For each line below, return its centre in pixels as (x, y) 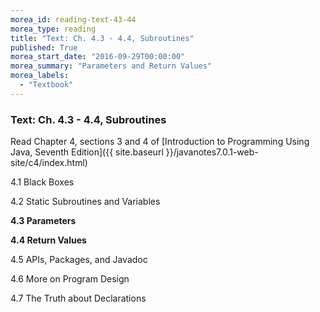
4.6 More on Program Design (70, 279)
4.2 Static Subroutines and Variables (85, 202)
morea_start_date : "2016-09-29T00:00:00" (98, 57)
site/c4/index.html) (49, 163)
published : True (44, 47)
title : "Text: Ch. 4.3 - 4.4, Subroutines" (102, 38)
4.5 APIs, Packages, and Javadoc (79, 260)
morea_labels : (40, 76)
